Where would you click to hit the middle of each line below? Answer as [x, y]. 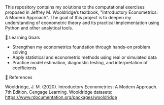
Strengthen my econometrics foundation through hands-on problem [81, 47]
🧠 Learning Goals [23, 37]
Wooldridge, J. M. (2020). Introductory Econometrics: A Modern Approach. [81, 87]
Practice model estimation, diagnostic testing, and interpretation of [80, 63]
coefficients [24, 68]
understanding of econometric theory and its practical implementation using [82, 23]
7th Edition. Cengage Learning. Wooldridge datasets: [59, 92]
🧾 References [19, 77]
